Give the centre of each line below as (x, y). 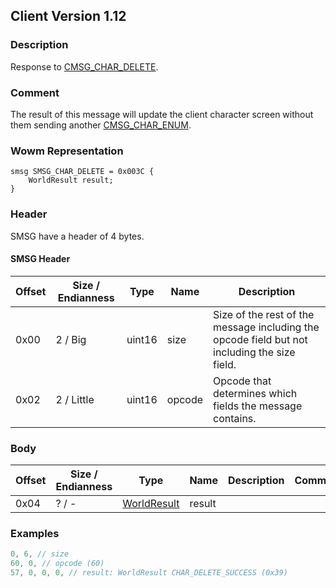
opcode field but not (260, 339)
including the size (254, 352)
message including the (266, 327)
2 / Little (75, 399)
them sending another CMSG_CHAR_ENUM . (101, 125)
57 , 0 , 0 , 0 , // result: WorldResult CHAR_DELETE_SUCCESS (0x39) (149, 573)
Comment (35, 92)
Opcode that (242, 381)
